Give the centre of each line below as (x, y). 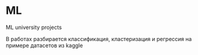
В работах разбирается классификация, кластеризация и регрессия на (99, 39)
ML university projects (34, 27)
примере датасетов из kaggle (44, 45)
